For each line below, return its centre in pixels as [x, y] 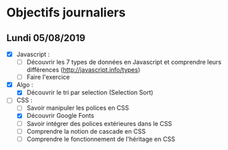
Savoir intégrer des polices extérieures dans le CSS [99, 123]
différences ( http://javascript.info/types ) [83, 70]
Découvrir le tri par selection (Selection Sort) [90, 92]
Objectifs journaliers [66, 13]
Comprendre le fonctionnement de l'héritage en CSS [101, 139]
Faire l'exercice [48, 77]
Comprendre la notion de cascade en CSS [86, 131]
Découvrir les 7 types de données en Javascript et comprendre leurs [124, 62]
